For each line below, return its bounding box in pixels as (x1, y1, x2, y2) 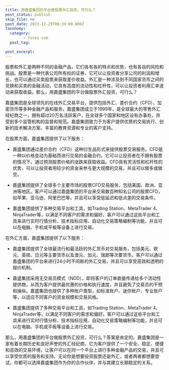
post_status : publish (5, 12, 51, 17)
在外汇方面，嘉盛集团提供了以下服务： (5, 235, 84, 241)
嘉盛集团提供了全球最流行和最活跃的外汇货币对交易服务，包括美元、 (12, 245, 154, 252)
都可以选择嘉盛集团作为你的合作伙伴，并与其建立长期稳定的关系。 (18, 359, 155, 365)
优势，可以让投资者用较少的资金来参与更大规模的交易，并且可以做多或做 (12, 165, 162, 171)
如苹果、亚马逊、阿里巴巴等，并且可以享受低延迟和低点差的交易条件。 (12, 194, 158, 200)
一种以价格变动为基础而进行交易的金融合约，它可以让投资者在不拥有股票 (12, 152, 162, 159)
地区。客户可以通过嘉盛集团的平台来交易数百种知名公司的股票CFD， (21, 188, 163, 194)
